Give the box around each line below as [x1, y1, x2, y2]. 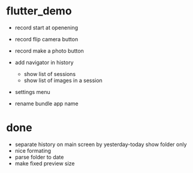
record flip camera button [14, 35, 79, 43]
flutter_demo [6, 4, 72, 18]
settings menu [14, 88, 51, 95]
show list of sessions [23, 70, 76, 77]
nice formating [14, 147, 52, 154]
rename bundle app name [14, 100, 79, 107]
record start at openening [14, 24, 79, 31]
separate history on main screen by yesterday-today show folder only [14, 141, 187, 148]
